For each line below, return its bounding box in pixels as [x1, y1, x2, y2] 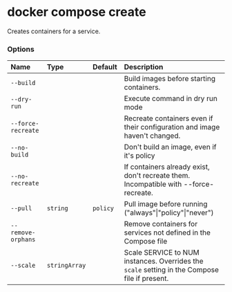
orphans [10, 236, 36, 244]
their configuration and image [124, 122, 220, 132]
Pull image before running [124, 199, 208, 209]
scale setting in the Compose [124, 265, 220, 275]
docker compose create [7, 4, 146, 20]
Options [7, 44, 35, 54]
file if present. [124, 274, 169, 284]
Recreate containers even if [124, 113, 213, 123]
